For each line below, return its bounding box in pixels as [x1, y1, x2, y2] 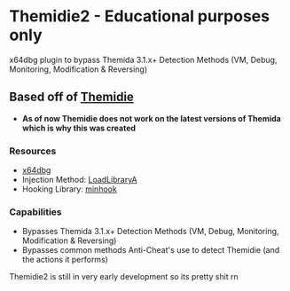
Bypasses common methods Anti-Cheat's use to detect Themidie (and [21, 245, 280, 256]
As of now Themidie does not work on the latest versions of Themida [21, 113, 281, 123]
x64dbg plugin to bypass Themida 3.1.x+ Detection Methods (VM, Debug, [9, 54, 278, 65]
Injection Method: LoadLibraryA [21, 175, 137, 185]
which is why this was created [21, 122, 136, 133]
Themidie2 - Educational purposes [9, 6, 270, 27]
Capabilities [9, 206, 62, 218]
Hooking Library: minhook [21, 184, 117, 194]
